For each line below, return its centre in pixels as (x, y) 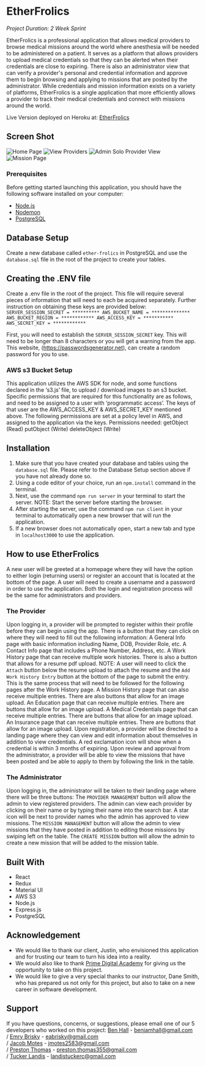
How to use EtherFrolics (53, 554)
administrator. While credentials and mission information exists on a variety (101, 86)
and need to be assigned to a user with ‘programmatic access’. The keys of (101, 403)
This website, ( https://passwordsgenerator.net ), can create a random (93, 348)
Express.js (28, 909)
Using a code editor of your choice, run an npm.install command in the (105, 483)
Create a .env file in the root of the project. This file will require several (95, 294)
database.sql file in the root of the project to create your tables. (86, 259)
